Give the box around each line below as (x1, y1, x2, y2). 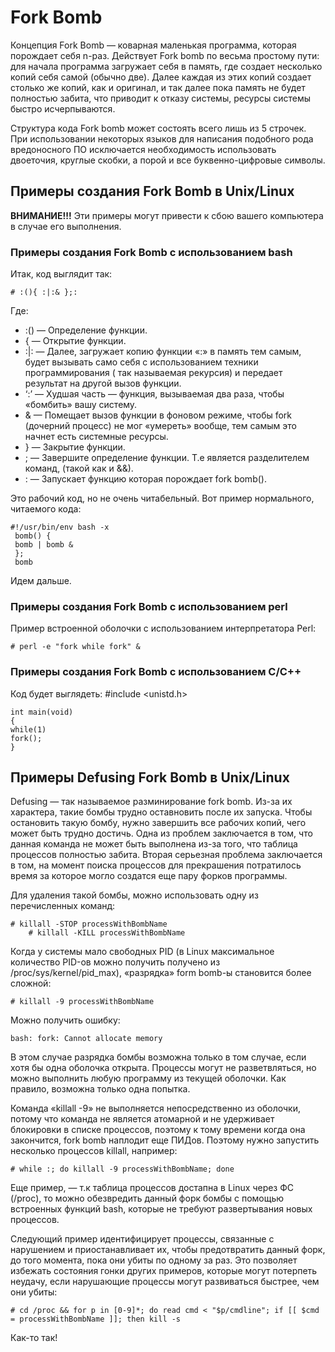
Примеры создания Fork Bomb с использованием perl (10, 599, 288, 613)
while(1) (10, 724, 47, 735)
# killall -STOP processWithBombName (10, 919, 168, 930)
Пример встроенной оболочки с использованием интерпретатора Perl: (10, 622, 317, 635)
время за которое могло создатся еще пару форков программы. (10, 870, 288, 882)
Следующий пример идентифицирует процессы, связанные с (10, 1233, 275, 1245)
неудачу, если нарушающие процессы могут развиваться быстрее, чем (10, 1276, 320, 1288)
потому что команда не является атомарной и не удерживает (10, 1113, 275, 1125)
